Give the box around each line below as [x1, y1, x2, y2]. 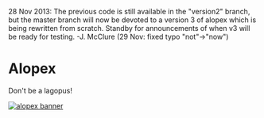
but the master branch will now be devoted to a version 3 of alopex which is [8, 15, 257, 25]
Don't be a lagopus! [8, 86, 73, 95]
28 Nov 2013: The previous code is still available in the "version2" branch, [8, 7, 250, 16]
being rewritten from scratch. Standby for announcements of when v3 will [8, 24, 250, 32]
